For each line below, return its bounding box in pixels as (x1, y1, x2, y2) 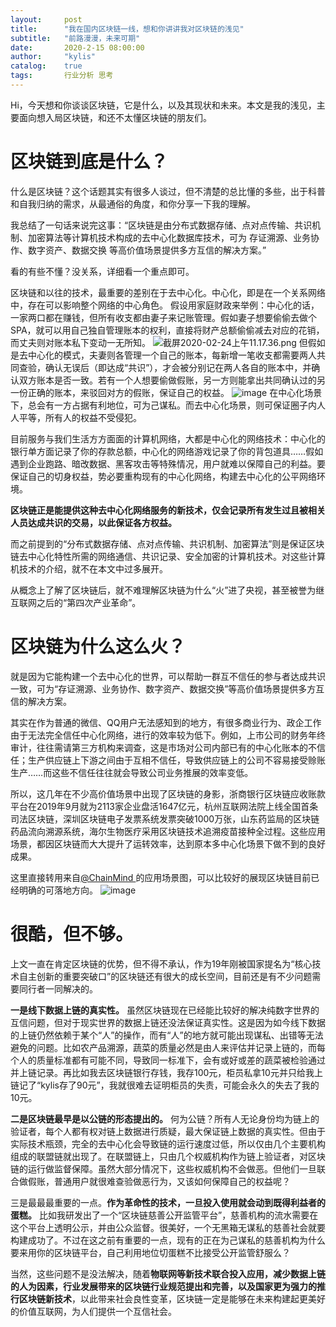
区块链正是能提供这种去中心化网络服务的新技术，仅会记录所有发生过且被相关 (10, 504, 326, 516)
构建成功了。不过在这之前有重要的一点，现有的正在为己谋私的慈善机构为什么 (10, 1234, 326, 1246)
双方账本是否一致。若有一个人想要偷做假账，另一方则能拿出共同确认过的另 (18, 374, 326, 386)
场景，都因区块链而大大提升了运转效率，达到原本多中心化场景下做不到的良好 (10, 837, 326, 850)
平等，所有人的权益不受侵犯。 (18, 411, 142, 423)
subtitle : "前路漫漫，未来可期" (10, 33, 141, 43)
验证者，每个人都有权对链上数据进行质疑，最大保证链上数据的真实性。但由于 (10, 1125, 326, 1137)
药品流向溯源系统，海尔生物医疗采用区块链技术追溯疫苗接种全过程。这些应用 (10, 825, 326, 837)
